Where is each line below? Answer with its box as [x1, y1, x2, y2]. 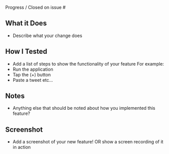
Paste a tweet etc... [12, 77, 53, 83]
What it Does [5, 19, 47, 27]
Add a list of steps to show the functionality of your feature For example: [12, 60, 164, 67]
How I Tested [5, 47, 47, 56]
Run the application [12, 66, 53, 72]
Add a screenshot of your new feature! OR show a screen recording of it [12, 139, 163, 145]
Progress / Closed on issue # [5, 5, 66, 10]
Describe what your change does [12, 33, 83, 39]
